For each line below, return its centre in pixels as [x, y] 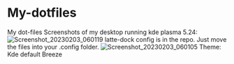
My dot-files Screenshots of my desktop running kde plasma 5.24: [102, 32]
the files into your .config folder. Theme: [114, 47]
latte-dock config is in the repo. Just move [166, 39]
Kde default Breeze [35, 54]
